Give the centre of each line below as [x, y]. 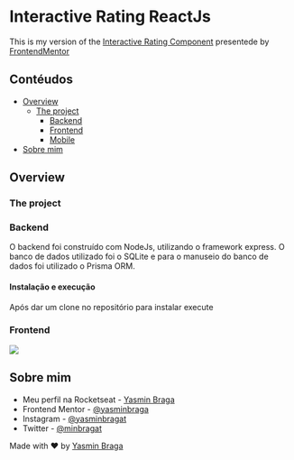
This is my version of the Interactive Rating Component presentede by [139, 41]
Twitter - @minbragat [62, 428]
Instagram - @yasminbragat [74, 419]
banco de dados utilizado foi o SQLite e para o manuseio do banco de [139, 257]
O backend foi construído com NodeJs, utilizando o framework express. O [147, 247]
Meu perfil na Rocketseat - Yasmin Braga [99, 400]
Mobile [62, 139]
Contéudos [41, 80]
